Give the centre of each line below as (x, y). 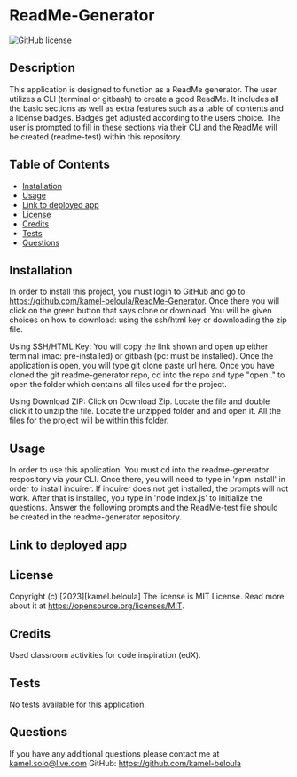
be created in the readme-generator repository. (96, 517)
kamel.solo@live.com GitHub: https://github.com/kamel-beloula (125, 763)
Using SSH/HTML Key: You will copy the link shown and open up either (139, 346)
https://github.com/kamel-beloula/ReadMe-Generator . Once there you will (145, 301)
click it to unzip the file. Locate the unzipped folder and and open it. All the (145, 411)
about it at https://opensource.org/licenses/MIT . (97, 606)
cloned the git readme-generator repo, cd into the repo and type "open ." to (147, 375)
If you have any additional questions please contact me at (114, 753)
